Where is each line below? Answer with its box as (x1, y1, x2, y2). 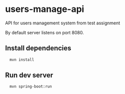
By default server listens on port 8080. (5, 29, 84, 35)
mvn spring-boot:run (9, 84, 52, 89)
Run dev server (5, 71, 54, 80)
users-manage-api (5, 3, 84, 15)
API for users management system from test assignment (5, 20, 121, 26)
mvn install (9, 57, 35, 62)
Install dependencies (5, 44, 71, 53)
